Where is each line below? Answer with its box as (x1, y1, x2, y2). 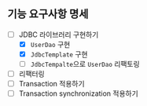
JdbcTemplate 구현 (30, 49, 88, 59)
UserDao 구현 (30, 39, 71, 49)
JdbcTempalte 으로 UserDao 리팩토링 (30, 60, 140, 68)
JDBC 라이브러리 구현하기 (18, 30, 99, 39)
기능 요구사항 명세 (7, 7, 89, 21)
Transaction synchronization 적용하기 (18, 89, 138, 98)
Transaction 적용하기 (18, 79, 85, 89)
